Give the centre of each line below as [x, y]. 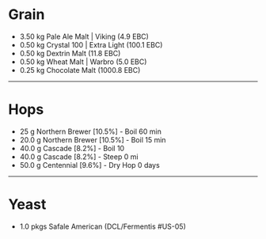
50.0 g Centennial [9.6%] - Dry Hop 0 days [89, 165]
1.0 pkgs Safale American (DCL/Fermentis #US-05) [103, 226]
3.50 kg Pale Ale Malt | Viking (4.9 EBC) [84, 36]
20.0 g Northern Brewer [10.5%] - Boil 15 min [93, 139]
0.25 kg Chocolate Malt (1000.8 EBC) [80, 70]
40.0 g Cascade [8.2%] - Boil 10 [72, 148]
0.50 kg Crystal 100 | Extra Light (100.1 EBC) [91, 44]
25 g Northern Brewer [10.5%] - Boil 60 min [91, 131]
